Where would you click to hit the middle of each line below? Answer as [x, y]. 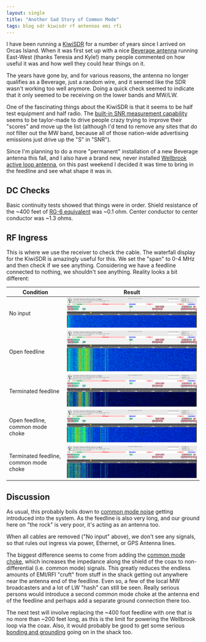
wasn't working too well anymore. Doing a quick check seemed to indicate [100, 88]
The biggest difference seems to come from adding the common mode [96, 555]
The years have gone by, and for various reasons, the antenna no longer [97, 75]
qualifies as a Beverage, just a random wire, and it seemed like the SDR [96, 82]
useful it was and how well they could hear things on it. [76, 64]
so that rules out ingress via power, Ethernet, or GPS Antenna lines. [91, 543]
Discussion [28, 497]
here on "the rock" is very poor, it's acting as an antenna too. [83, 524]
